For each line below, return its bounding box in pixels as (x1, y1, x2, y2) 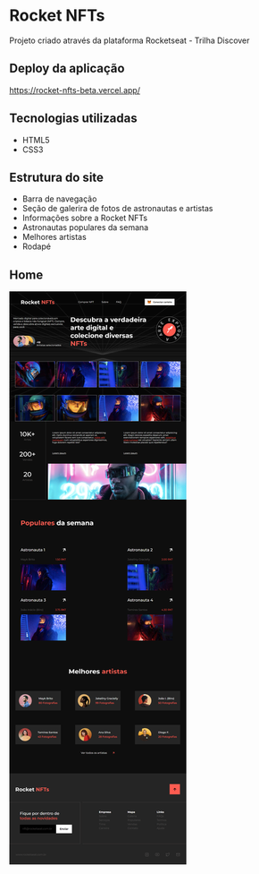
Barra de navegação (21, 193, 97, 204)
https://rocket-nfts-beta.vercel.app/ (9, 84, 141, 95)
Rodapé (21, 241, 52, 252)
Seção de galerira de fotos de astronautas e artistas (21, 203, 213, 214)
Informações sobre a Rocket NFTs (21, 212, 148, 224)
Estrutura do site (9, 169, 104, 184)
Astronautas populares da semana (21, 222, 149, 233)
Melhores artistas (21, 232, 87, 243)
